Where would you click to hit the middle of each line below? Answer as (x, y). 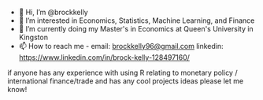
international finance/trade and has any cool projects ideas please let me (126, 81)
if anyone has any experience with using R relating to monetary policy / (122, 72)
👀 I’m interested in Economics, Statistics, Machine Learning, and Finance (137, 20)
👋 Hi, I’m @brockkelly (53, 12)
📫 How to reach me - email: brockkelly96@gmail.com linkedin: (121, 46)
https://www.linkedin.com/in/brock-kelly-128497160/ (104, 57)
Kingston (33, 37)
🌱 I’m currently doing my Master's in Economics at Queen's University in (136, 29)
